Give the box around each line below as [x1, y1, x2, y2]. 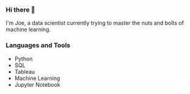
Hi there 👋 [5, 5, 36, 14]
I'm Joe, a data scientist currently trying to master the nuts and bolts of [5, 20, 184, 27]
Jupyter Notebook [14, 81, 60, 88]
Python [14, 55, 33, 62]
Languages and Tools [5, 41, 71, 49]
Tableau [14, 68, 35, 75]
